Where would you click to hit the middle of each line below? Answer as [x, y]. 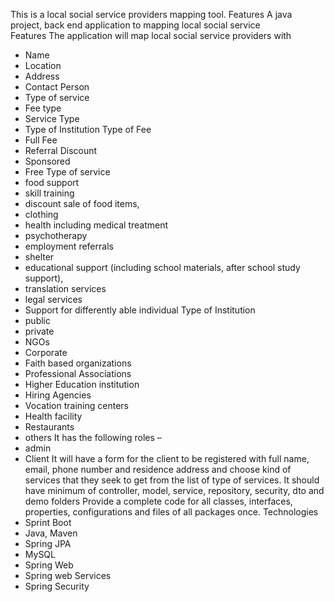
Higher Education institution [82, 384]
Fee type [43, 108]
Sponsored [47, 161]
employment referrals [69, 246]
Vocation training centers [76, 405]
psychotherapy [56, 235]
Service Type [52, 118]
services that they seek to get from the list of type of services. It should [172, 480]
